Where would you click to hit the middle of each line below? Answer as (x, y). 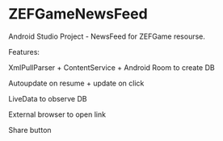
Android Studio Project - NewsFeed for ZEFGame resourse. (107, 36)
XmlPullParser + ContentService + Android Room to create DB (112, 67)
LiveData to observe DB (48, 98)
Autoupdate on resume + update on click (76, 83)
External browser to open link (57, 114)
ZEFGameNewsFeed (78, 14)
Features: (24, 52)
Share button (30, 130)
